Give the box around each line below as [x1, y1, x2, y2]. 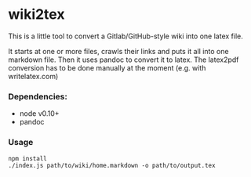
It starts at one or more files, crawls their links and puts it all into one [8, 46, 229, 56]
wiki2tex [8, 5, 65, 23]
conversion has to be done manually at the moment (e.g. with [8, 63, 206, 72]
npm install [8, 154, 47, 162]
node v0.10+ [19, 109, 60, 118]
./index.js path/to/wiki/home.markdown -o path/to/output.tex [8, 161, 216, 169]
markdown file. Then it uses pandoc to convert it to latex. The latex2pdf [8, 55, 239, 64]
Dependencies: [8, 91, 68, 102]
